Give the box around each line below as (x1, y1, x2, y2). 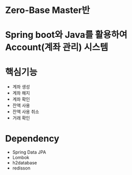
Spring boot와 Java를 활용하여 (5, 29, 128, 40)
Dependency (5, 133, 60, 144)
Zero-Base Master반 (5, 4, 90, 16)
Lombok (12, 155, 30, 161)
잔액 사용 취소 (12, 109, 39, 115)
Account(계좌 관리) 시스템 (5, 42, 109, 53)
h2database (12, 160, 37, 166)
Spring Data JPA (12, 149, 46, 155)
